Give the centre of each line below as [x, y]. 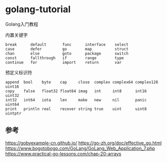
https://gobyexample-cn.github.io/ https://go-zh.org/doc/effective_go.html [83, 143]
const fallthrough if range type [65, 58]
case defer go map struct [67, 49]
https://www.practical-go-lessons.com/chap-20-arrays [63, 153]
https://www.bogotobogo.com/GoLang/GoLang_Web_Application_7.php [80, 148]
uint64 [12, 104]
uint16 [12, 87]
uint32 [12, 95]
